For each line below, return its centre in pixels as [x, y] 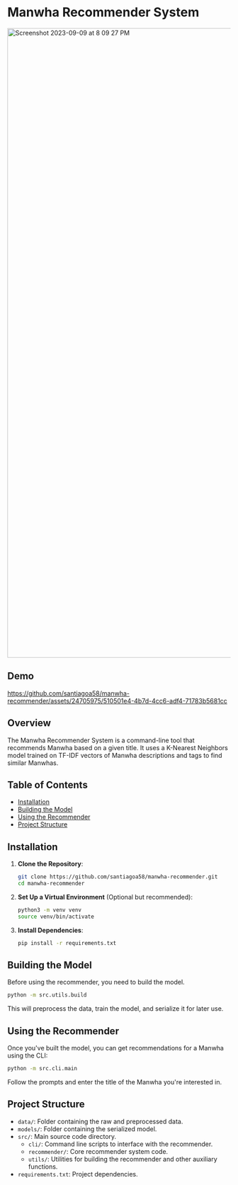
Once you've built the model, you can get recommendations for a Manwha [116, 1048]
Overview [29, 723]
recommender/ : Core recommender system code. [98, 1151]
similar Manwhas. [33, 763]
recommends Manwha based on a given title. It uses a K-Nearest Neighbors [118, 747]
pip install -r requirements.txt [67, 943]
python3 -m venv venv [50, 910]
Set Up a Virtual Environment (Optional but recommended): [105, 897]
